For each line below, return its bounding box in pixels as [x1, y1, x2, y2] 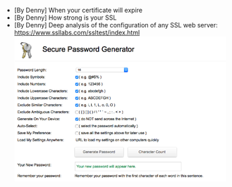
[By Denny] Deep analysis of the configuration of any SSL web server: [13, 21, 219, 29]
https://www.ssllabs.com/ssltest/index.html [13, 28, 140, 37]
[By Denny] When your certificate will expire [13, 6, 143, 14]
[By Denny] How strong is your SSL [13, 13, 117, 22]
